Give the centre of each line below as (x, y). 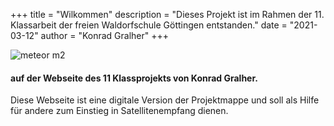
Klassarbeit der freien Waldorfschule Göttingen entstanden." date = (149, 25)
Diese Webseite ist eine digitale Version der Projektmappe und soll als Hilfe (165, 100)
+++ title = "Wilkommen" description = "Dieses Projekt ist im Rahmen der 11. (167, 14)
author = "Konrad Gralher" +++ (105, 35)
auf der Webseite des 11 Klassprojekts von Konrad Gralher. (134, 78)
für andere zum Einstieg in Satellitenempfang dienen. (119, 111)
